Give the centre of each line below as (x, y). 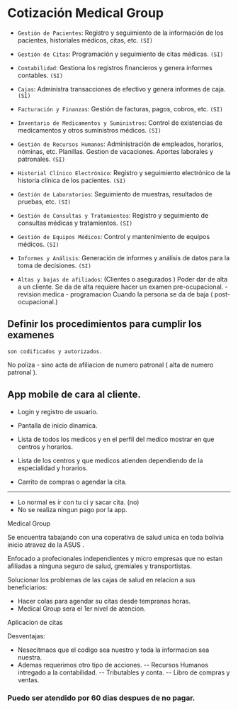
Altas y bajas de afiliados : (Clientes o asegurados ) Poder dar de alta (123, 279)
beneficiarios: (27, 587)
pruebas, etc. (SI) (44, 201)
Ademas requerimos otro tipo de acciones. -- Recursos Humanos (113, 665)
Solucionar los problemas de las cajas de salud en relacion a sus (102, 579)
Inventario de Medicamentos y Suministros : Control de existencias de (120, 123)
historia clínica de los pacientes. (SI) (72, 180)
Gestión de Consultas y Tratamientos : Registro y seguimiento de (113, 215)
